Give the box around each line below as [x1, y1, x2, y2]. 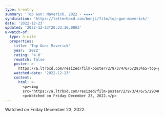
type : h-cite [9, 35, 36, 39]
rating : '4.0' [14, 52, 42, 58]
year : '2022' [14, 48, 41, 53]
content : [14, 75, 32, 80]
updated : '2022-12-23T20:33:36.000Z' [5, 25, 82, 30]
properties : [9, 39, 34, 44]
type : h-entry [5, 7, 34, 12]
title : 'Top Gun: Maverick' [14, 43, 71, 48]
